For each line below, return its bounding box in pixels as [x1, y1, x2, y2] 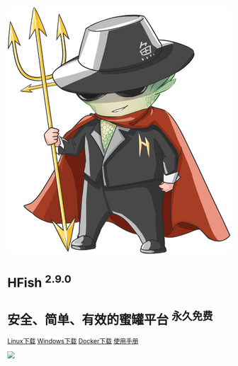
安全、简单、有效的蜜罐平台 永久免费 [7, 309, 213, 328]
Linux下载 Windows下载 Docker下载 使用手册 [7, 336, 139, 345]
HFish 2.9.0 [7, 272, 72, 291]
